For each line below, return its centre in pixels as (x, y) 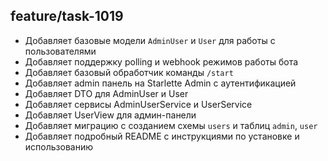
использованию (58, 146)
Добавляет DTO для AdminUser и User (106, 93)
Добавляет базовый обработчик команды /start (129, 72)
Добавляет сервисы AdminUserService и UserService (138, 104)
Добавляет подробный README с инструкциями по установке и (162, 136)
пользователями (60, 51)
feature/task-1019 (67, 16)
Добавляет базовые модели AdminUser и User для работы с (150, 40)
